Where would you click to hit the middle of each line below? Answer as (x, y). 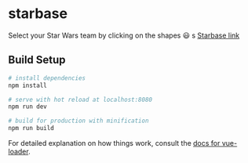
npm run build (31, 129)
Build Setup (37, 60)
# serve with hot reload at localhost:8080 (80, 100)
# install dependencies (47, 78)
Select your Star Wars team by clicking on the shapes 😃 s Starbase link (124, 35)
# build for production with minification (78, 121)
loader (18, 151)
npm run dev (27, 107)
